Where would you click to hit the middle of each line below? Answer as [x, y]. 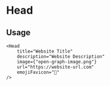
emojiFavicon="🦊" [38, 72]
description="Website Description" [61, 57]
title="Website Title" [45, 51]
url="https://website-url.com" [56, 67]
